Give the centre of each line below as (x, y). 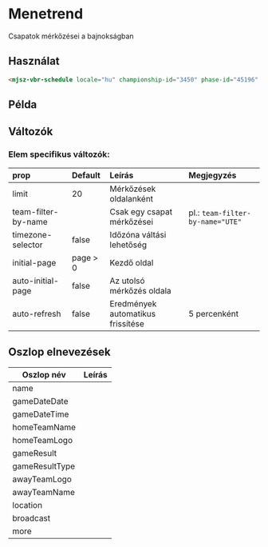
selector (28, 245)
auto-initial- (36, 281)
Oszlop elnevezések (60, 352)
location (27, 505)
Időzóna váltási (138, 234)
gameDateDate (41, 401)
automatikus (133, 313)
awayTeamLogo (42, 479)
